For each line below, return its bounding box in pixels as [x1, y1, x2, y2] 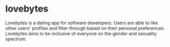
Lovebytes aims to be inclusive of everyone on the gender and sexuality [5, 30, 157, 36]
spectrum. [5, 36, 27, 42]
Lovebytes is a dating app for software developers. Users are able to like [5, 20, 158, 26]
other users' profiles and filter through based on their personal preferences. [5, 25, 165, 31]
